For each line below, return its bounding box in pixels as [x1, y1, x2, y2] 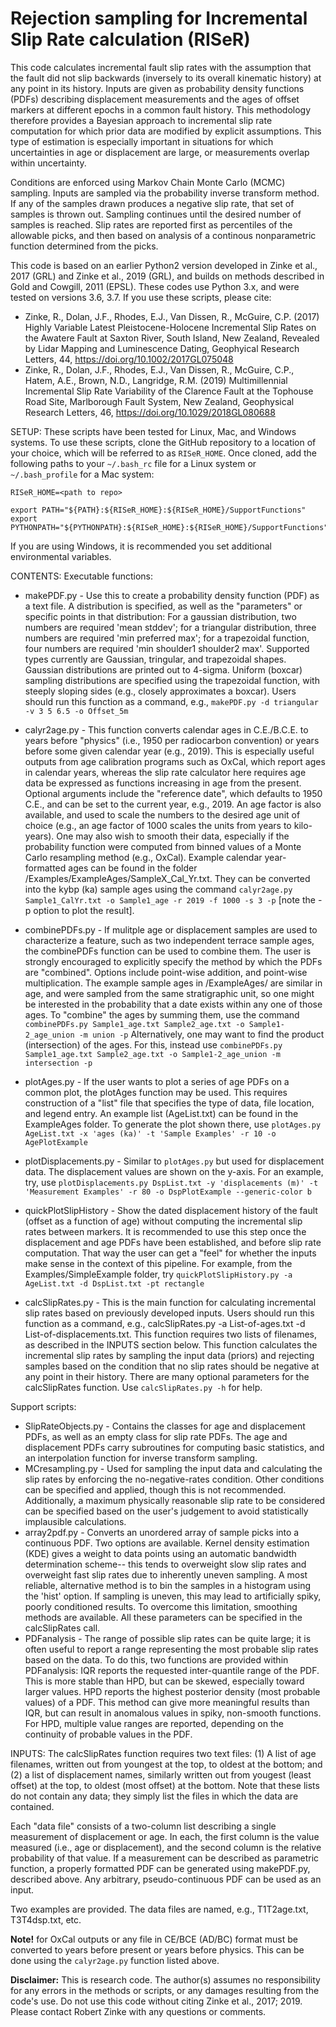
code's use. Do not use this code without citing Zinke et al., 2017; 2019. [10, 1995, 303, 2007]
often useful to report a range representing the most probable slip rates [24, 1643, 319, 1655]
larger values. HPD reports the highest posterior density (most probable [24, 1685, 321, 1697]
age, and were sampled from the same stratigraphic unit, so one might [24, 987, 315, 999]
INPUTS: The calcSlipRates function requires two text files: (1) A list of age [10, 1747, 317, 1759]
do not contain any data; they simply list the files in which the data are [10, 1790, 299, 1802]
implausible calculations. [24, 1515, 127, 1527]
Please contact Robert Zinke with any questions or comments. [10, 2005, 267, 2017]
